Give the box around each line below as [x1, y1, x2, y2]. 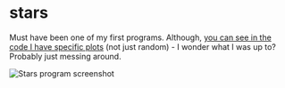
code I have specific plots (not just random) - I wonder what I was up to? [9, 41, 277, 52]
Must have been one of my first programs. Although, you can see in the [9, 32, 272, 43]
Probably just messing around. [9, 51, 122, 61]
